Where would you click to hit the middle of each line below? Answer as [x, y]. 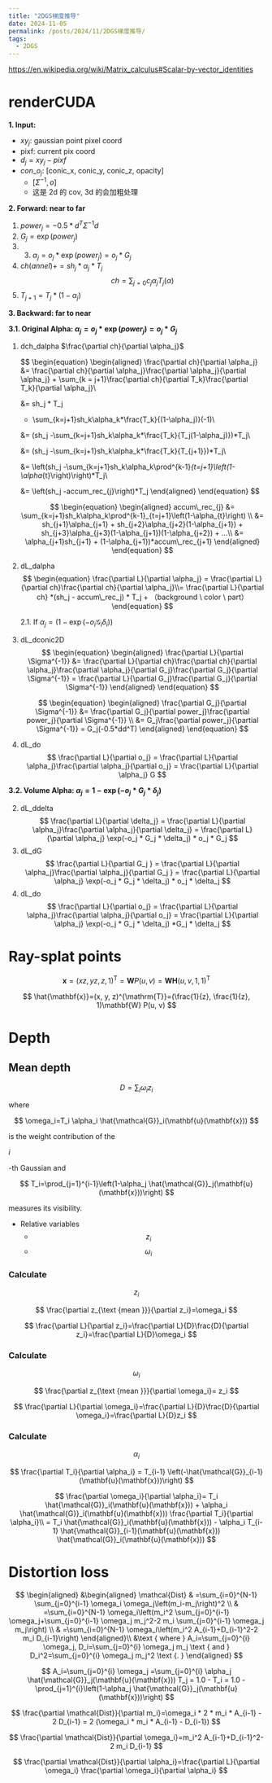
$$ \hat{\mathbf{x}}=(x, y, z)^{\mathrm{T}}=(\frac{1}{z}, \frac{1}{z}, [136, 996]
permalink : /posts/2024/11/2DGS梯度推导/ [77, 31]
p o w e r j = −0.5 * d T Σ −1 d [59, 226]
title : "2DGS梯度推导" [44, 16]
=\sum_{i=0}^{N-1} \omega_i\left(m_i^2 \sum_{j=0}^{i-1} [136, 1612]
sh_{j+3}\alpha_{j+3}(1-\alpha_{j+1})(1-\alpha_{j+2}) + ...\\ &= [142, 533]
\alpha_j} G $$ [142, 775]
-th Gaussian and [37, 1168]
